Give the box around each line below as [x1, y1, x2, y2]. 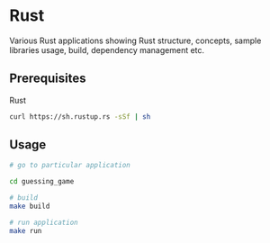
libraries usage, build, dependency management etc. [9, 44, 205, 55]
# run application [9, 218, 78, 227]
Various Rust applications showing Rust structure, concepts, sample [9, 35, 262, 46]
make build [9, 202, 50, 211]
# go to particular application [9, 161, 130, 170]
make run [9, 226, 42, 235]
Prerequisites [9, 71, 86, 86]
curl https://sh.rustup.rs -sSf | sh [9, 112, 151, 121]
